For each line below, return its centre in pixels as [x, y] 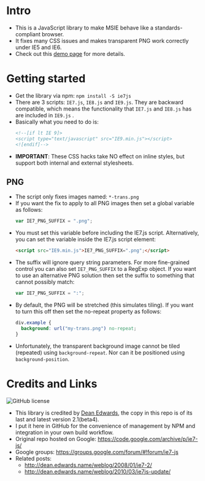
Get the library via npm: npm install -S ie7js [73, 95]
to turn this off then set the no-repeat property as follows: [88, 311]
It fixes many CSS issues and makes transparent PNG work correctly [102, 41]
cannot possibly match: [45, 282]
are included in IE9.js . [44, 115]
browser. [53, 34]
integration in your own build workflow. [64, 432]
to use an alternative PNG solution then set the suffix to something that [105, 276]
